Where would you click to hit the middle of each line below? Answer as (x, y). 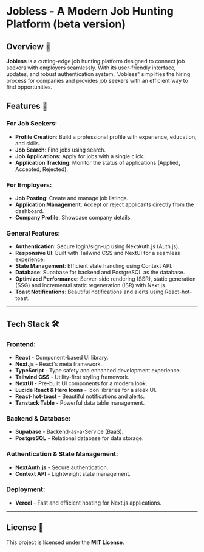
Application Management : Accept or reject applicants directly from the (104, 204)
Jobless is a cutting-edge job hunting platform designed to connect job (96, 61)
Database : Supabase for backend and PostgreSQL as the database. (100, 273)
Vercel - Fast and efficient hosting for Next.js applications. (88, 503)
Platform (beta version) (66, 24)
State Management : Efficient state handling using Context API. (94, 266)
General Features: (33, 233)
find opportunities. (29, 87)
